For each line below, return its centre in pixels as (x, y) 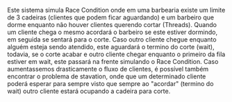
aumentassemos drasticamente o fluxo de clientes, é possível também (108, 69)
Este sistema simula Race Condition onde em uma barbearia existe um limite (116, 10)
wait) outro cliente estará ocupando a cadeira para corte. (89, 91)
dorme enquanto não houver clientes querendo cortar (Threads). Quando (112, 25)
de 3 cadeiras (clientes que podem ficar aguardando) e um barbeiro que (110, 17)
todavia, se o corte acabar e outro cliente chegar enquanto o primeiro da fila (116, 54)
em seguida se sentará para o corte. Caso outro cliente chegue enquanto (112, 40)
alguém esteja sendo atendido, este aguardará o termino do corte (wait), (111, 47)
